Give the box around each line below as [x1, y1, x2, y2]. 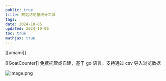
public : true [5, 7, 33, 13]
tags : [5, 17, 17, 22]
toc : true [5, 31, 27, 36]
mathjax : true [5, 36, 36, 41]
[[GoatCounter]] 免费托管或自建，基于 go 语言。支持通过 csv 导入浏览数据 [5, 60, 161, 66]
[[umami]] [5, 49, 27, 56]
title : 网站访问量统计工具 [5, 12, 56, 17]
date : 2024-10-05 [5, 21, 42, 27]
